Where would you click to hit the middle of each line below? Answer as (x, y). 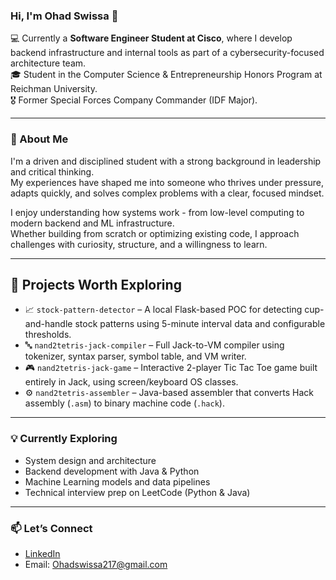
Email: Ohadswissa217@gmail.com (96, 564)
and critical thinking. (52, 171)
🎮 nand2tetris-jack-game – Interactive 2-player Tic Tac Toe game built (171, 368)
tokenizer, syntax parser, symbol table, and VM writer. (135, 356)
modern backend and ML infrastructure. (92, 223)
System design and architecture (90, 460)
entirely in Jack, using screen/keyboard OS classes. (131, 382)
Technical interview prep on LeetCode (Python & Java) (137, 492)
